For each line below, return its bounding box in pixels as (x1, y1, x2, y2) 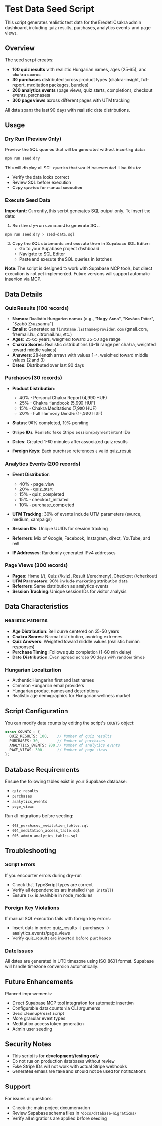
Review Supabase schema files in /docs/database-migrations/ (12, 1110, 137, 1116)
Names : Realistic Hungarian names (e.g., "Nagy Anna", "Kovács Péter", (12, 316, 154, 322)
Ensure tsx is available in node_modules (12, 892, 93, 898)
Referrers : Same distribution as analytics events (12, 583, 109, 589)
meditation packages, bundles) (27, 82, 89, 88)
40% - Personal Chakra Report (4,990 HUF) (19, 395, 108, 401)
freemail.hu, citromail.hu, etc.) (12, 331, 72, 337)
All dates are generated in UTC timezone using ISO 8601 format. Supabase (5, 958, 154, 964)
